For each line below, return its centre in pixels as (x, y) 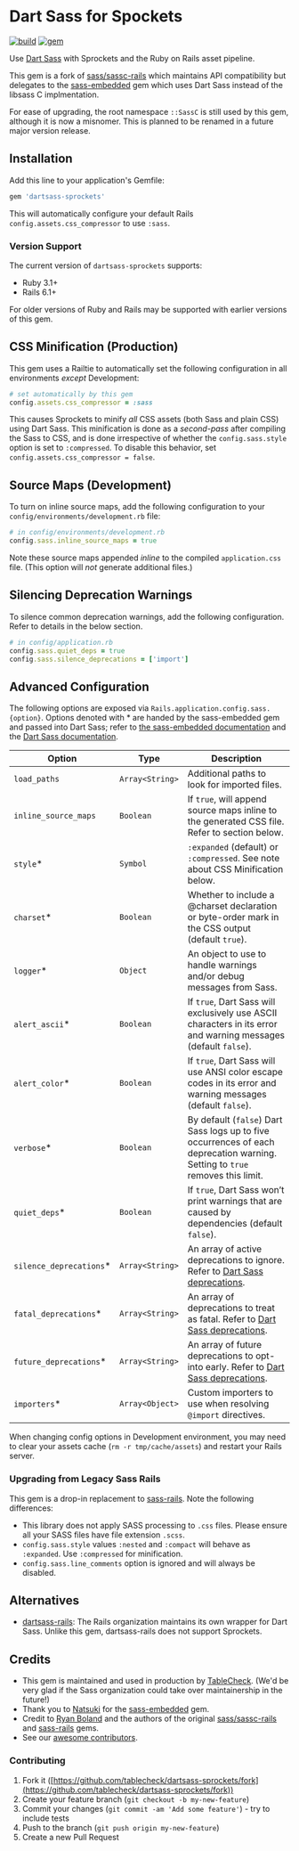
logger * (30, 971)
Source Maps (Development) (90, 485)
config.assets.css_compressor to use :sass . (90, 223)
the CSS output (219, 928)
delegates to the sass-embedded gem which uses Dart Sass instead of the (146, 85)
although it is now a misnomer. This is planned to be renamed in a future (141, 121)
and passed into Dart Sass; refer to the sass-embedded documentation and (148, 727)
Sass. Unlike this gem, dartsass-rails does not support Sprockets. (142, 1631)
